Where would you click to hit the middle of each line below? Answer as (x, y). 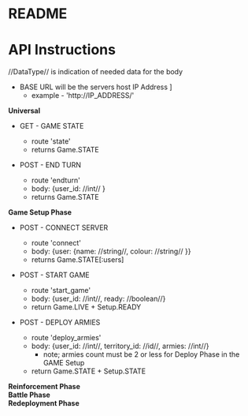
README (38, 14)
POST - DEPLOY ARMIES (60, 322)
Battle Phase (30, 395)
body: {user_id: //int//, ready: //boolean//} (98, 299)
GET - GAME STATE (52, 126)
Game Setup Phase (40, 212)
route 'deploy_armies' (66, 338)
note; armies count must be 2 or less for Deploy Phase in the (141, 354)
